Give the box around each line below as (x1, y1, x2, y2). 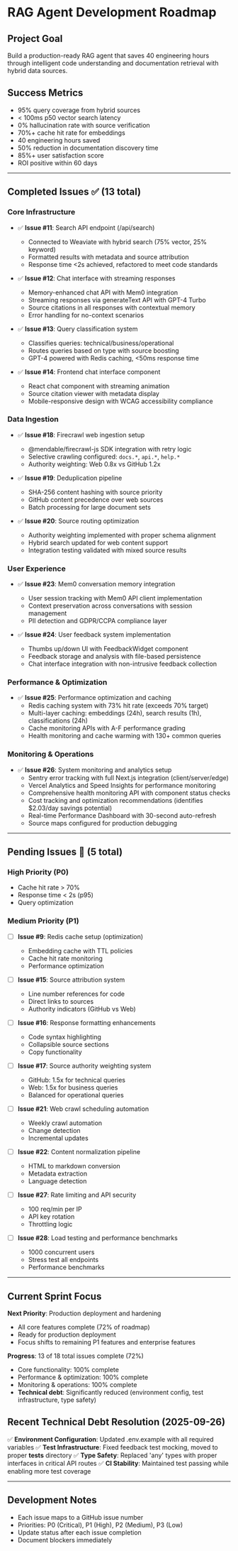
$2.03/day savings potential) (28, 804, 113, 812)
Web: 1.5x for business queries (28, 1083, 118, 1092)
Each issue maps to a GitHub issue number (17, 1513, 144, 1521)
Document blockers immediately (17, 1535, 113, 1544)
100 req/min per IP (28, 1205, 83, 1214)
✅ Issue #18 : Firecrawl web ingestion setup (17, 430, 145, 439)
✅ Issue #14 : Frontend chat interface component (17, 367, 161, 376)
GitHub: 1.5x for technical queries (28, 1075, 126, 1084)
